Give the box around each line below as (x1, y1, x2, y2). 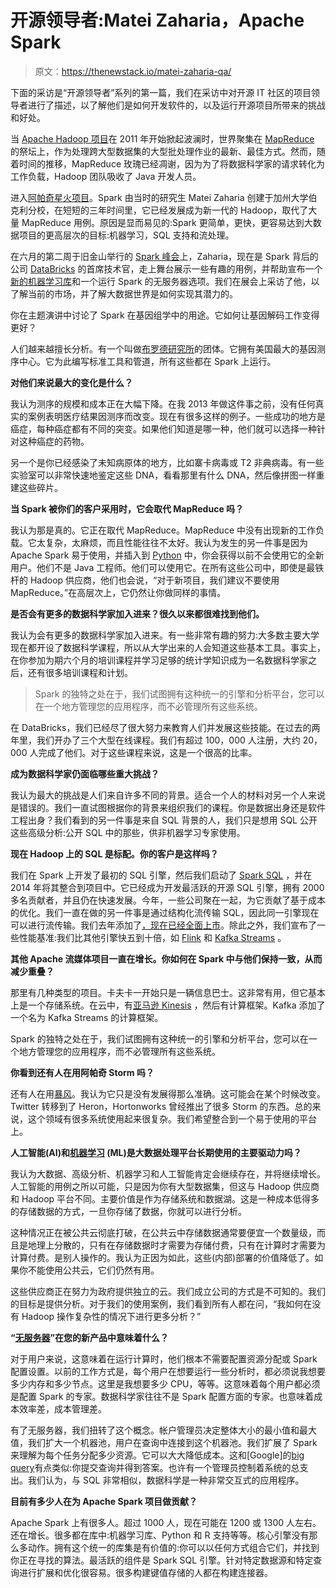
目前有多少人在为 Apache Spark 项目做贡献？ (10, 1495, 198, 1507)
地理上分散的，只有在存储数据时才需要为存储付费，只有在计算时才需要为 (27, 1239, 326, 1251)
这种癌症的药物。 (18, 435, 90, 447)
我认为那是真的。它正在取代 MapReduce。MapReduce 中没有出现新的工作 (10, 524, 316, 536)
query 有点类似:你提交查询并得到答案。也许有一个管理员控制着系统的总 (10, 1461, 300, 1473)
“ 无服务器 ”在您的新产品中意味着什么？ (10, 1331, 170, 1343)
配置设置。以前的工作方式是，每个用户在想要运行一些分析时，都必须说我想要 (10, 1365, 326, 1377)
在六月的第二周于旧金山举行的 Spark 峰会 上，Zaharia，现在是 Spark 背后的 (10, 250, 319, 262)
